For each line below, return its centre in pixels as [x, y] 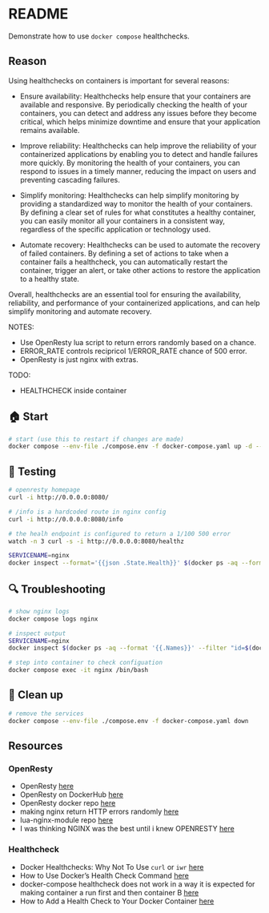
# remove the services [46, 714]
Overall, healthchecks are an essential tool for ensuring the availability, [125, 294]
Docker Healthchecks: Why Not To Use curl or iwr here [112, 867]
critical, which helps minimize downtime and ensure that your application [140, 122]
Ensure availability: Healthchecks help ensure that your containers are [135, 96]
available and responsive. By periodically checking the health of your [134, 104]
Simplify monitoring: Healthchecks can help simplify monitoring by [129, 195]
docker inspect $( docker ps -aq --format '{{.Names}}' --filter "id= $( [130, 648]
